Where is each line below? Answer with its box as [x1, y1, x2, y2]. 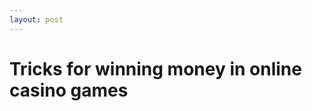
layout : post [9, 14, 64, 25]
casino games [9, 79, 129, 101]
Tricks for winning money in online [9, 57, 302, 80]
